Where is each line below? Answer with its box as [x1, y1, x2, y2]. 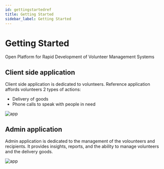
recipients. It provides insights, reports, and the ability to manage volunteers [5, 143, 159, 149]
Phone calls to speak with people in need [12, 101, 96, 107]
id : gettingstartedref [5, 7, 52, 12]
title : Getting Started [5, 12, 54, 17]
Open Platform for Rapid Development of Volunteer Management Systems [5, 54, 155, 60]
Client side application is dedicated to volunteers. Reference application [5, 81, 151, 87]
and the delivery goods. [5, 148, 53, 154]
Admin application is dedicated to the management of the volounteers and [5, 138, 155, 144]
